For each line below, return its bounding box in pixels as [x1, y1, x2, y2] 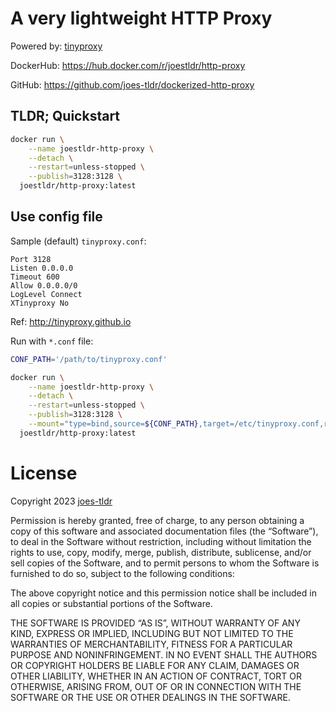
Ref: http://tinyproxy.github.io [10, 315, 132, 327]
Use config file [10, 208, 103, 226]
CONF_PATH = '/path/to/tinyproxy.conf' [10, 354, 168, 364]
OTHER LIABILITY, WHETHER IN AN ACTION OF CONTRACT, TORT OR [10, 670, 302, 682]
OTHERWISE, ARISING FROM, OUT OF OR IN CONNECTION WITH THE [10, 680, 302, 692]
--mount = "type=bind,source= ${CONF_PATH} [28, 419, 199, 429]
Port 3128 [10, 254, 52, 264]
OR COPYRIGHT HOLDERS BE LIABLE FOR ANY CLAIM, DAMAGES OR [10, 659, 300, 671]
